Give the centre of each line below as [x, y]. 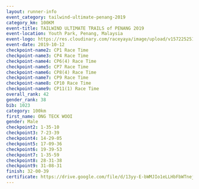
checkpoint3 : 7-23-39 [33, 133]
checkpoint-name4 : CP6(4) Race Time [51, 61]
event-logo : [21, 39]
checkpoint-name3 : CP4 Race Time [47, 56]
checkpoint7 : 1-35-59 [33, 155]
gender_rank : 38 [26, 100]
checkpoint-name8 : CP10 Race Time [49, 84]
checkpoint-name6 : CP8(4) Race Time [51, 72]
